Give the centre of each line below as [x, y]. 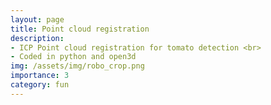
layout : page [37, 19]
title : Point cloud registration [80, 29]
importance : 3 [40, 76]
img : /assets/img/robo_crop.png [77, 66]
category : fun [40, 85]
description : [37, 38]
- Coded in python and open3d [73, 57]
